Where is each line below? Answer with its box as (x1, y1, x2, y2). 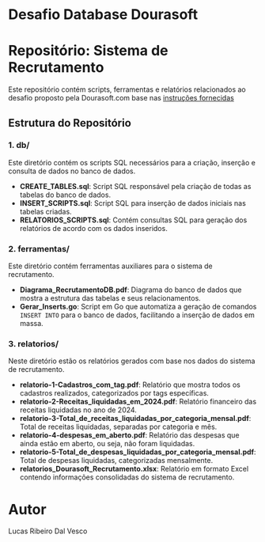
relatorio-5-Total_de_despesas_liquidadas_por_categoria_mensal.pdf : (19, 447, 256, 457)
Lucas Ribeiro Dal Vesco (8, 526, 88, 536)
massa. (19, 319, 44, 328)
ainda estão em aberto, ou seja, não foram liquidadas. (19, 439, 195, 449)
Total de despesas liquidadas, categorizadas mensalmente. (19, 456, 214, 465)
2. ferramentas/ (8, 243, 70, 254)
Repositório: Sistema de (8, 42, 168, 60)
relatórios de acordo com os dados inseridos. (19, 223, 168, 233)
